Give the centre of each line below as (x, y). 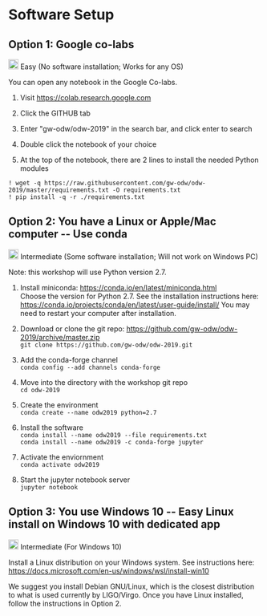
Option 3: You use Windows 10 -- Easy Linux (121, 512)
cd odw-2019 (40, 390)
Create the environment (59, 405)
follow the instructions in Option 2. (65, 603)
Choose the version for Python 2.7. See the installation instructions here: (139, 296)
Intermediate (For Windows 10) (71, 546)
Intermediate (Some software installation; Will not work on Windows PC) (139, 256)
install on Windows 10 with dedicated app (114, 524)
